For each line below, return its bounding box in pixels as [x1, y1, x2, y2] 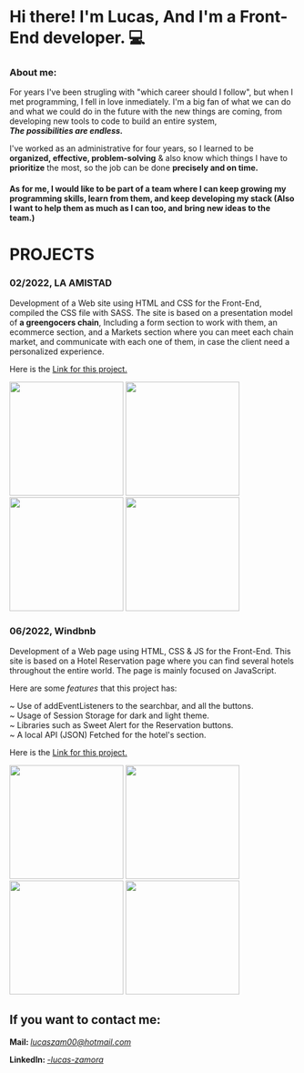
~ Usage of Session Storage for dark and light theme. [9, 710, 209, 721]
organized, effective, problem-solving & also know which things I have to [9, 153, 289, 164]
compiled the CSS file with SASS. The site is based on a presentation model [9, 307, 294, 318]
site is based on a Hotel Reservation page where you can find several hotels [9, 655, 294, 666]
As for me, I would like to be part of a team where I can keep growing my [9, 184, 287, 195]
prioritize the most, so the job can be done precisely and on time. [9, 162, 258, 174]
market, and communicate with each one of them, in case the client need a [9, 336, 290, 347]
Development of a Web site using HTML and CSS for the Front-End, [9, 298, 262, 309]
